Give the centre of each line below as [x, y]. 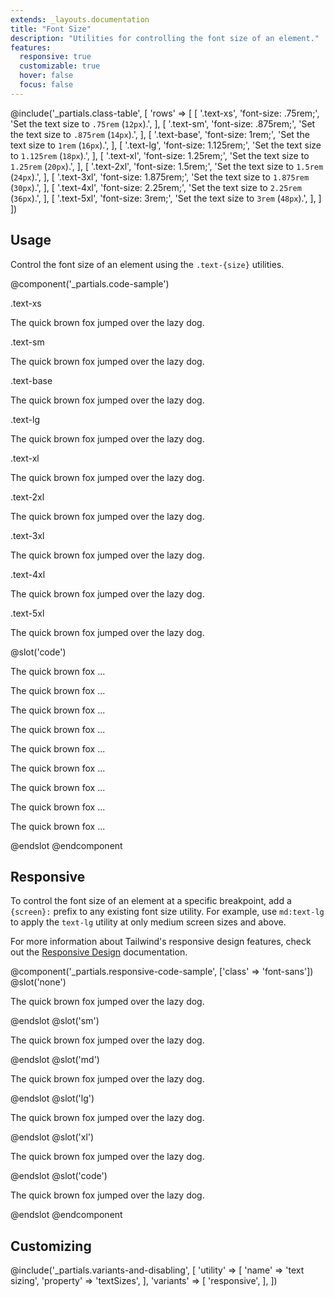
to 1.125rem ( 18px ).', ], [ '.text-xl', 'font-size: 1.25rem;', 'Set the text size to [160, 155]
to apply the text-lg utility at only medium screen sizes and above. [148, 922]
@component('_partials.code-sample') [90, 283]
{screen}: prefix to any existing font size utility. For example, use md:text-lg [167, 912]
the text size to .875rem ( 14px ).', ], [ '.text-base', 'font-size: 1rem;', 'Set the [160, 134]
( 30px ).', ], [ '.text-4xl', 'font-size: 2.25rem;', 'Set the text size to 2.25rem [156, 187]
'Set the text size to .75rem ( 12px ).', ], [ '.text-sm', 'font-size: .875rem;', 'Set [163, 123]
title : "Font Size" [51, 29]
